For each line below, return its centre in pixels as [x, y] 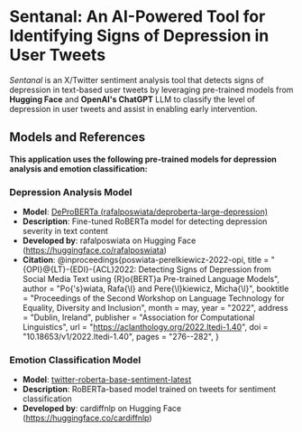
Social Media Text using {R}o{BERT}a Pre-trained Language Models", [151, 279]
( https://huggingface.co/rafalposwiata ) [94, 250]
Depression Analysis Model [71, 192]
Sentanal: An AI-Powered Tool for [137, 17]
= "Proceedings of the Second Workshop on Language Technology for [154, 298]
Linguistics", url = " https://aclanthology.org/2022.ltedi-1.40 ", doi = [145, 327]
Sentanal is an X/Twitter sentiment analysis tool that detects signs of [137, 80]
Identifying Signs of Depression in [139, 36]
